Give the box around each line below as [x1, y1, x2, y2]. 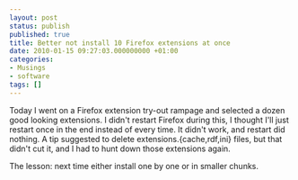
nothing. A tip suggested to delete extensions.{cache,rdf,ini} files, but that [9, 133, 283, 144]
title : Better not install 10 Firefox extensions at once [9, 38, 231, 48]
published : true [9, 30, 70, 39]
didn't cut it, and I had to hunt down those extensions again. [9, 143, 231, 154]
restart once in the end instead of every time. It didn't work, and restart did [9, 123, 285, 135]
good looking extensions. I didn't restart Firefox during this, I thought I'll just [9, 114, 289, 125]
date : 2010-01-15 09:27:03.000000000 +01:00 [9, 47, 179, 56]
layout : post [9, 13, 58, 22]
